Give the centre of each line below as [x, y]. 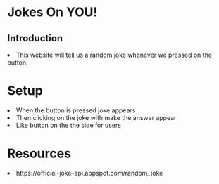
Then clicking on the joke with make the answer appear [96, 117]
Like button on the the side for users [69, 125]
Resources [39, 153]
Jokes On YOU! [52, 12]
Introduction [35, 38]
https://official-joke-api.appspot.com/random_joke [90, 173]
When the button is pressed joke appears [76, 110]
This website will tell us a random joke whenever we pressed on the [114, 55]
